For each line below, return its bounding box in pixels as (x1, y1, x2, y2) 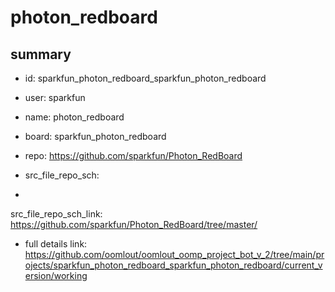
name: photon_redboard (24, 111, 125, 123)
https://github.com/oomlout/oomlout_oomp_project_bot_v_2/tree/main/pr (24, 249, 325, 260)
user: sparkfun (24, 92, 86, 103)
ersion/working (24, 270, 88, 281)
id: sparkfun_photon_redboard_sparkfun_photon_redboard (24, 72, 267, 84)
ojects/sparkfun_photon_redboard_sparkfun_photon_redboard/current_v (24, 259, 323, 271)
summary (10, 46, 72, 63)
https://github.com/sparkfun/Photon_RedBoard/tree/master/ (10, 219, 258, 230)
